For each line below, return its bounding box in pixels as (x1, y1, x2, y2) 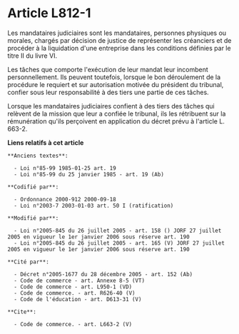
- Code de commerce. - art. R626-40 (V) (14, 289, 136, 297)
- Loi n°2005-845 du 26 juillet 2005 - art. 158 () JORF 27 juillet (14, 227, 222, 234)
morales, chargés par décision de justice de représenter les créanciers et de (7, 36, 232, 44)
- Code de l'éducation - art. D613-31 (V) (14, 295, 142, 303)
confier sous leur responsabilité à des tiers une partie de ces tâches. (7, 88, 209, 96)
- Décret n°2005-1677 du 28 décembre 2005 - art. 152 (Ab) (14, 270, 193, 278)
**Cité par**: (7, 258, 50, 265)
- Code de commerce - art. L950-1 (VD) (14, 283, 133, 290)
